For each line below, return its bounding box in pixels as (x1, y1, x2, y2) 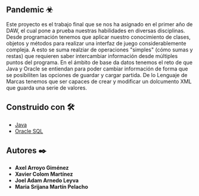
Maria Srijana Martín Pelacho (14, 183, 88, 191)
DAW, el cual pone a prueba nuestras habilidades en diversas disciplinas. (6, 27, 185, 34)
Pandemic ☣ (6, 5, 54, 15)
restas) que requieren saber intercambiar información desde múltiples (6, 52, 178, 59)
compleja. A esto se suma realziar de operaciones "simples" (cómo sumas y (6, 46, 193, 53)
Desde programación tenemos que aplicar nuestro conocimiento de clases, (6, 33, 191, 41)
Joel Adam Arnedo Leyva (14, 177, 79, 184)
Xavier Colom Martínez (14, 170, 73, 178)
